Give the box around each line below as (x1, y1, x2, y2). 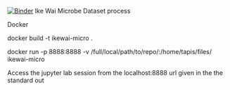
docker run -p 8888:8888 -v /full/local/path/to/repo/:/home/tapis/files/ (7, 48, 212, 56)
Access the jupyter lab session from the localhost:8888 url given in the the (7, 69, 224, 77)
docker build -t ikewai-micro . (7, 34, 93, 42)
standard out (7, 76, 44, 84)
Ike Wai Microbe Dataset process (34, 7, 131, 15)
